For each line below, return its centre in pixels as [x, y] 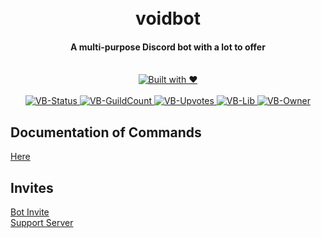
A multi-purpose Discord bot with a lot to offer [168, 47]
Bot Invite [30, 212]
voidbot [168, 18]
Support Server [42, 223]
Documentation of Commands [106, 132]
